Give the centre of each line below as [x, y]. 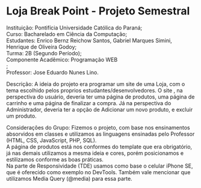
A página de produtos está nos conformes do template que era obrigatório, [99, 147]
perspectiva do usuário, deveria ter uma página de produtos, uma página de [100, 97]
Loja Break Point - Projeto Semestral [98, 11]
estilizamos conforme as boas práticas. [55, 159]
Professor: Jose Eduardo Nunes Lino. [53, 72]
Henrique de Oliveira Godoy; [42, 47]
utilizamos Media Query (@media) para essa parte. [69, 178]
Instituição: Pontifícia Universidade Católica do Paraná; [74, 28]
